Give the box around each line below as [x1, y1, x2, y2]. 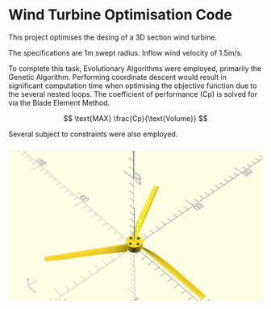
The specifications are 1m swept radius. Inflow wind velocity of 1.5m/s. [8, 48, 244, 57]
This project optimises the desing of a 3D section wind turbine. [8, 32, 218, 42]
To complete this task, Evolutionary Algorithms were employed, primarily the [8, 63, 262, 73]
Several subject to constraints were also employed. [8, 129, 178, 139]
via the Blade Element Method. [8, 98, 110, 107]
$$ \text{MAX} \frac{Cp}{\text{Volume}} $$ [63, 113, 208, 123]
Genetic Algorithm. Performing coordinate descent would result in [8, 72, 227, 81]
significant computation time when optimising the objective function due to [8, 81, 257, 90]
